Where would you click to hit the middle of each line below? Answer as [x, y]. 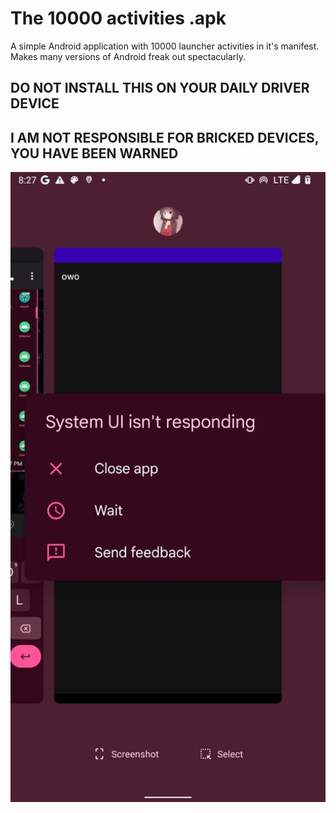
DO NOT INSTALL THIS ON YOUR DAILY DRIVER [160, 88]
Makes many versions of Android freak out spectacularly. [128, 56]
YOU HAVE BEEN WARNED [94, 153]
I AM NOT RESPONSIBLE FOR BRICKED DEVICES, [165, 137]
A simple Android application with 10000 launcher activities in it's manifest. [165, 46]
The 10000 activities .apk [118, 18]
